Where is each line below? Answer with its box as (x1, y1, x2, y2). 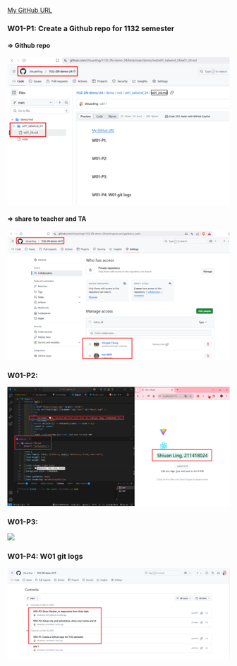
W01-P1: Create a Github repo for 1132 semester (7, 23, 175, 33)
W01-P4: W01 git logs (7, 552, 83, 562)
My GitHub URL (7, 6, 53, 14)
